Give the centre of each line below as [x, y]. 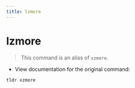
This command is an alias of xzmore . [65, 58]
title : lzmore [24, 12]
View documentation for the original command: [72, 69]
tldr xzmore [21, 80]
